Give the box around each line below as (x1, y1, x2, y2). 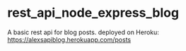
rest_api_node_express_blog (7, 5, 179, 21)
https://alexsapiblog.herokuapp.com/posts (7, 35, 132, 43)
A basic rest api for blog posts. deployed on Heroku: (7, 28, 159, 36)
